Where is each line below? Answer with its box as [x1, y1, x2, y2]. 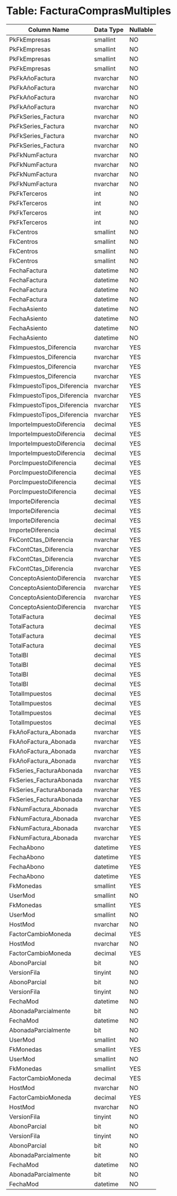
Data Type [94, 25, 124, 34]
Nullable [129, 25, 153, 34]
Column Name [28, 25, 70, 34]
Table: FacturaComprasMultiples [6, 4, 172, 18]
